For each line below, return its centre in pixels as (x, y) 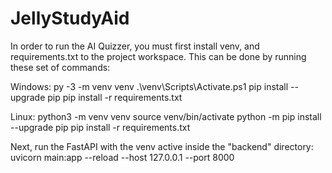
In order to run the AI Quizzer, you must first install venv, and (135, 46)
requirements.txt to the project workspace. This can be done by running (158, 56)
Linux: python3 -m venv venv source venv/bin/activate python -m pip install (166, 116)
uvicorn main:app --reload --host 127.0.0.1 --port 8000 (122, 157)
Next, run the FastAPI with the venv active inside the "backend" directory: (162, 146)
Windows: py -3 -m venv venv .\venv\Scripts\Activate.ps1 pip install (149, 86)
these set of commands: (60, 67)
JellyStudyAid (70, 18)
